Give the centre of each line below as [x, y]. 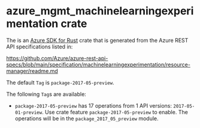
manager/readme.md [32, 71]
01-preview [28, 112]
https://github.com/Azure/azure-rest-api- [57, 58]
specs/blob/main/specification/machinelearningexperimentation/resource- [98, 65]
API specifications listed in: [40, 47]
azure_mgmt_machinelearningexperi [100, 11]
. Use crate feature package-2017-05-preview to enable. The [115, 112]
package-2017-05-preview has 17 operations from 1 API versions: [93, 105]
